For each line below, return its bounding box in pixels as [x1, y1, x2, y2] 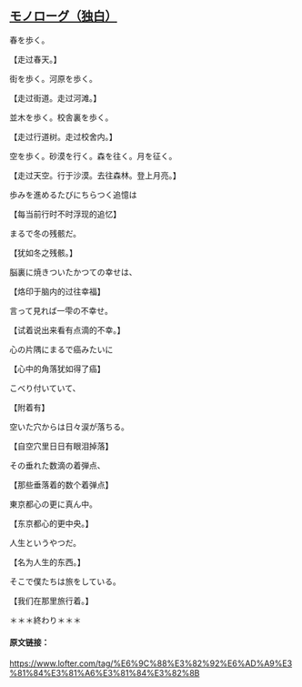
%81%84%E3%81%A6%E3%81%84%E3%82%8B [9, 668, 200, 679]
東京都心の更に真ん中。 [9, 499, 97, 510]
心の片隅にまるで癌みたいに [9, 344, 114, 355]
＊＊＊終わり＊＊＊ [9, 614, 82, 625]
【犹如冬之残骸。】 [9, 247, 77, 258]
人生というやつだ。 [9, 537, 82, 548]
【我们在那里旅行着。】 [9, 595, 94, 606]
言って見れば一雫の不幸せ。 [9, 305, 114, 316]
